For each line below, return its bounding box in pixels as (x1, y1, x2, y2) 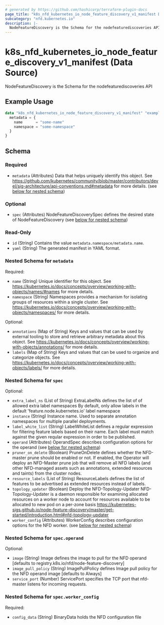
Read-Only (5, 229, 32, 236)
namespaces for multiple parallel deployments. (12, 418, 106, 424)
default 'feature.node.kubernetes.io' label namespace (12, 408, 121, 414)
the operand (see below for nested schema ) (12, 444, 101, 450)
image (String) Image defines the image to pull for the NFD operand (12, 555, 147, 561)
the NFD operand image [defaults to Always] (12, 571, 102, 577)
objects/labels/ (12, 365, 42, 370)
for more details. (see (114, 183, 157, 189)
